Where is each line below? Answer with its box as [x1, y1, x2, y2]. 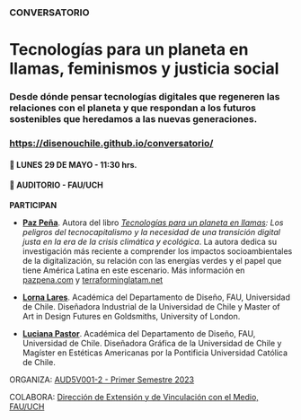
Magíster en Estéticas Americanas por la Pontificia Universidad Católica [22, 347, 288, 358]
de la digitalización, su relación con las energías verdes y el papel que [22, 255, 282, 266]
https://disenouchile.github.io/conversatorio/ [9, 136, 214, 149]
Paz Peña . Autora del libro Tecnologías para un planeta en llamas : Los [22, 217, 284, 228]
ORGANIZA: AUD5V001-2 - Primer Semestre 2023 [9, 374, 195, 385]
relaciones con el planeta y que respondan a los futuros [9, 101, 256, 114]
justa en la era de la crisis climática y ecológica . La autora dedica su [22, 236, 277, 247]
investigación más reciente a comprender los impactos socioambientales [22, 245, 293, 257]
